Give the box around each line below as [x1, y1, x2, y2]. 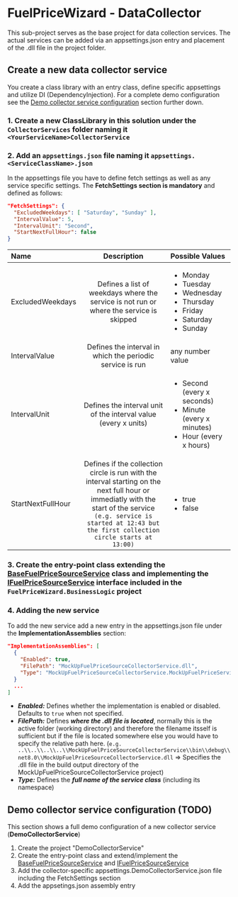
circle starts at [94, 534, 153, 541]
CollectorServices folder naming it [7, 124, 128, 134]
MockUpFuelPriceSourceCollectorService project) [17, 768, 164, 777]
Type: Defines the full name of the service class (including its [17, 776, 200, 784]
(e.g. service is [94, 512, 153, 520]
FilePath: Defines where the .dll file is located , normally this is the [17, 717, 212, 726]
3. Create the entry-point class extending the [7, 560, 166, 570]
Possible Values [170, 252, 225, 261]
